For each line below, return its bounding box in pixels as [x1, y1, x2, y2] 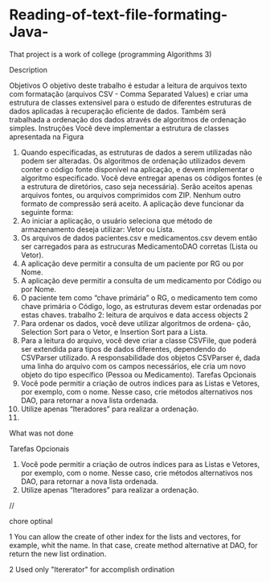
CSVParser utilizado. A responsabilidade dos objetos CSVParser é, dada [20, 353, 260, 362]
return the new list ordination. [9, 549, 107, 559]
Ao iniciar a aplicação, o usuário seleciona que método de [20, 216, 213, 225]
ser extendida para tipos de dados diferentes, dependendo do [20, 344, 227, 353]
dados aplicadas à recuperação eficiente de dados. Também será [9, 106, 227, 116]
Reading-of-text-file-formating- [9, 6, 228, 24]
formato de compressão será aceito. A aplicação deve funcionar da [20, 199, 244, 208]
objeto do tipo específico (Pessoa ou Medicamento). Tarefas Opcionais [20, 369, 256, 379]
